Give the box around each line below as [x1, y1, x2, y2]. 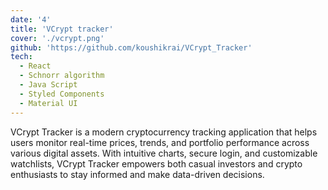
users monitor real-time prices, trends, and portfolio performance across [10, 136, 310, 148]
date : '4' [10, 14, 52, 25]
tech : [10, 52, 33, 62]
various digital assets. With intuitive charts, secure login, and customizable [10, 147, 318, 159]
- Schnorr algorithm [19, 71, 105, 81]
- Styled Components [19, 89, 105, 99]
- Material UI [19, 98, 78, 108]
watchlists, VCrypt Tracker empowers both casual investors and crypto [10, 157, 303, 170]
